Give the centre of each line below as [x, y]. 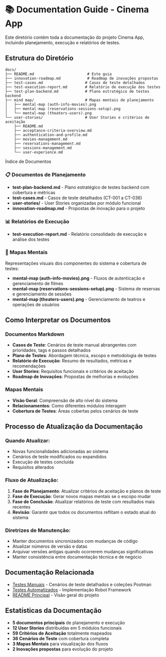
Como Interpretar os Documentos [58, 320]
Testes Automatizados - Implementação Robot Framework [72, 589]
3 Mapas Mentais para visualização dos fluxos [60, 644]
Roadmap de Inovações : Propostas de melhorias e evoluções [75, 377]
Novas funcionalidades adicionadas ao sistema [60, 451]
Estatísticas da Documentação [53, 611]
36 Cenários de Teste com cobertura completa [60, 638]
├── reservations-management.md [47, 144]
